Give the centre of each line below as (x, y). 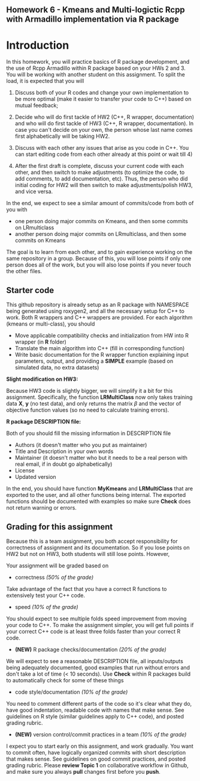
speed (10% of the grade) (47, 607)
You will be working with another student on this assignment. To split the (96, 75)
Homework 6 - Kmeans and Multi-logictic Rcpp (96, 10)
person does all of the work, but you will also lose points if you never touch (99, 265)
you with (17, 209)
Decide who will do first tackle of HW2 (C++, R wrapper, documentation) (104, 117)
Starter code (30, 290)
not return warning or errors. (41, 508)
